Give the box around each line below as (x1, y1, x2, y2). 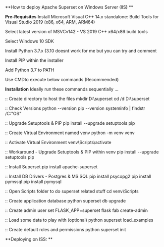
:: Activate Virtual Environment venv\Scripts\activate (5, 140, 111, 145)
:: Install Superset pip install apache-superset (5, 164, 98, 170)
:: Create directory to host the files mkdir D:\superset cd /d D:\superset (5, 96, 150, 101)
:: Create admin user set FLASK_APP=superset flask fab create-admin (5, 207, 148, 213)
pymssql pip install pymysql (5, 179, 62, 185)
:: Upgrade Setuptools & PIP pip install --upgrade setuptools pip (5, 120, 135, 126)
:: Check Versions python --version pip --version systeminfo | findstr (5, 105, 145, 111)
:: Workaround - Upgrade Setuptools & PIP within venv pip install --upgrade (5, 149, 159, 155)
